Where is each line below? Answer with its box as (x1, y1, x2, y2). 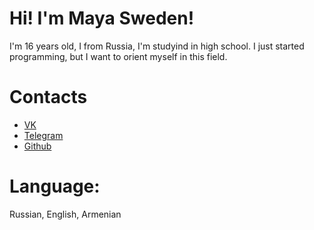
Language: (9, 175, 101, 198)
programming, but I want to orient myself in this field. (9, 50, 228, 62)
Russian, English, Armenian (9, 208, 122, 220)
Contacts (9, 86, 88, 109)
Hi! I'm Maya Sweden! (9, 7, 195, 30)
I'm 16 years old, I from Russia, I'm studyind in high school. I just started (9, 40, 305, 52)
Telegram (23, 129, 64, 141)
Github (23, 140, 52, 152)
